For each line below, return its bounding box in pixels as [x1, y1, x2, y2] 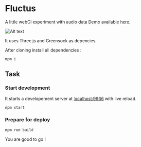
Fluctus [5, 3, 36, 14]
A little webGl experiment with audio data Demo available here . [5, 19, 131, 25]
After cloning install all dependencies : [5, 47, 82, 53]
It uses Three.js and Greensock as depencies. [5, 37, 97, 44]
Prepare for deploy [5, 116, 50, 123]
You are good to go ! [5, 136, 46, 142]
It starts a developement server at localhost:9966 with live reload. [5, 96, 137, 101]
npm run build [5, 127, 34, 132]
